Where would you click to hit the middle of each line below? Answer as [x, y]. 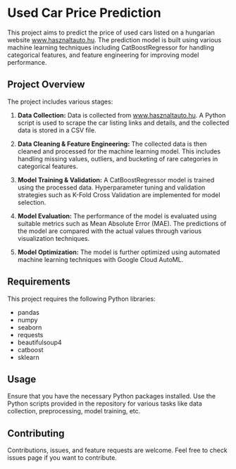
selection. [32, 202]
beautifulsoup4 [39, 342]
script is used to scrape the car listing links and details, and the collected [123, 123]
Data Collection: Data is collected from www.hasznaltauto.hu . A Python [122, 115]
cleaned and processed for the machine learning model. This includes [119, 151]
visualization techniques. [54, 238]
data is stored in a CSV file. [57, 130]
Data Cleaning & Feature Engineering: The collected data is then [112, 144]
